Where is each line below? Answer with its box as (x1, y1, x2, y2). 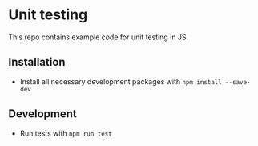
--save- (225, 78, 251, 86)
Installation (8, 55, 66, 69)
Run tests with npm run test (19, 128, 112, 138)
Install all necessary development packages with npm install (19, 76, 222, 86)
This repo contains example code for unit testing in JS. (8, 32, 189, 42)
